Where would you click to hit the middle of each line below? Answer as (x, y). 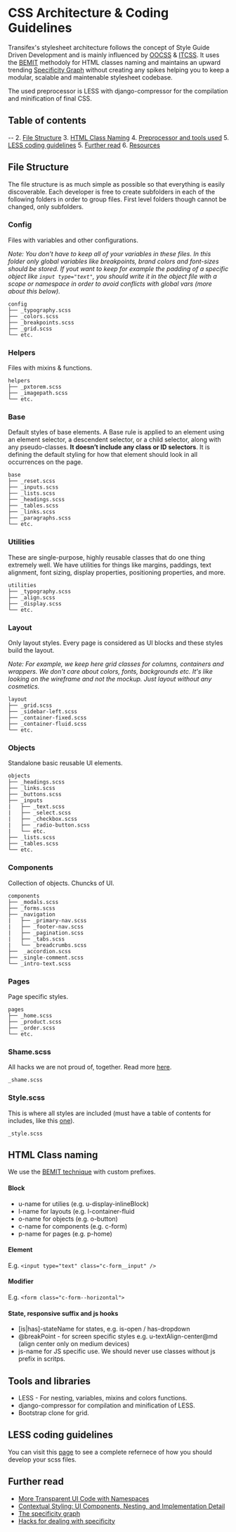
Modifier (21, 1281)
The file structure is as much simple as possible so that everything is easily (117, 184)
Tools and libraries (49, 1381)
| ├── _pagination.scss (46, 933)
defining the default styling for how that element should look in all (103, 455)
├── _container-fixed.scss (47, 718)
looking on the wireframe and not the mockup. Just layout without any (110, 679)
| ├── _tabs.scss (37, 939)
